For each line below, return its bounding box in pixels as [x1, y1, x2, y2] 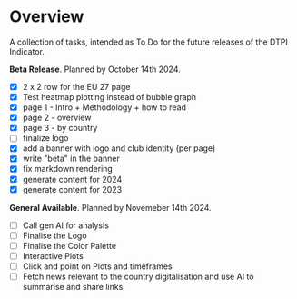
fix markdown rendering [22, 164, 114, 174]
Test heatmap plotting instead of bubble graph [22, 92, 197, 102]
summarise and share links [22, 282, 124, 292]
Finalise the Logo [22, 230, 88, 241]
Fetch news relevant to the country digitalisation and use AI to [22, 271, 254, 282]
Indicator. [9, 45, 45, 56]
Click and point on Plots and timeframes [22, 261, 173, 272]
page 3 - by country [22, 123, 98, 134]
